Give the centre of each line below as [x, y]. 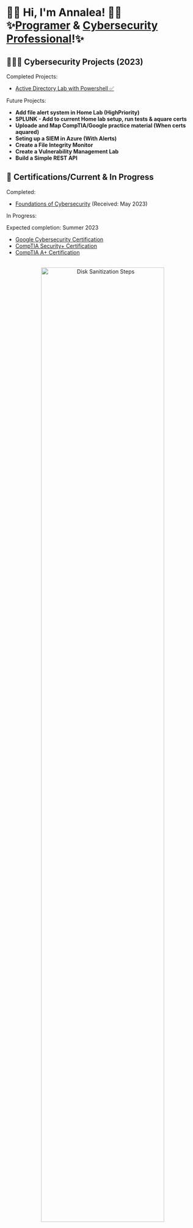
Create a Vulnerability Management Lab [67, 151]
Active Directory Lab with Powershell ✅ [64, 88]
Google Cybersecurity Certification [59, 239]
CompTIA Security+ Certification [56, 246]
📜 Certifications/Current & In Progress [80, 177]
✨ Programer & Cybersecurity [82, 25]
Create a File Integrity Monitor [54, 145]
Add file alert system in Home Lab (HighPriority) [77, 112]
